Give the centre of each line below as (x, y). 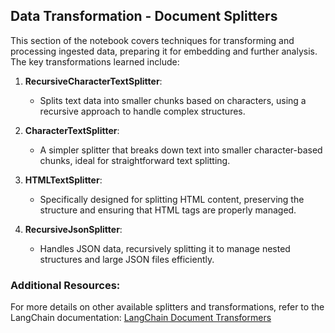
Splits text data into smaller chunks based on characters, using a (173, 100)
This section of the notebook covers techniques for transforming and (152, 40)
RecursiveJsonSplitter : (73, 229)
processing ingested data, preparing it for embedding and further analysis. (164, 51)
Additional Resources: (65, 285)
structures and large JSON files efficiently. (127, 259)
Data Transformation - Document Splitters (144, 16)
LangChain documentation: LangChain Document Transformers (141, 318)
